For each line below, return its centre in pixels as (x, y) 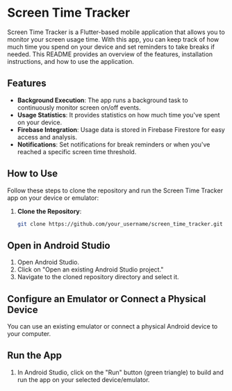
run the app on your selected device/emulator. (83, 379)
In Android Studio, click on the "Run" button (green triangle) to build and (121, 372)
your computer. (29, 334)
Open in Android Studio (59, 246)
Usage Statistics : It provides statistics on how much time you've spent (118, 115)
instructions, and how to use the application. (71, 61)
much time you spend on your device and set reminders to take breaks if (111, 47)
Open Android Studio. (48, 263)
